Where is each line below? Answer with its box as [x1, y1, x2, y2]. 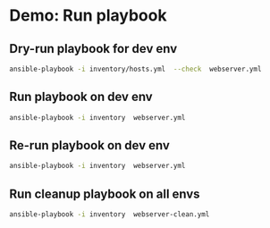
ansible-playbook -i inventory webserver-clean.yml [9, 210, 210, 219]
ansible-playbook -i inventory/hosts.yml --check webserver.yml [9, 64, 262, 73]
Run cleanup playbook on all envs [9, 186, 200, 201]
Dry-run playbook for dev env [9, 41, 178, 56]
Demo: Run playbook [9, 5, 167, 26]
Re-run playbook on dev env [9, 138, 170, 153]
